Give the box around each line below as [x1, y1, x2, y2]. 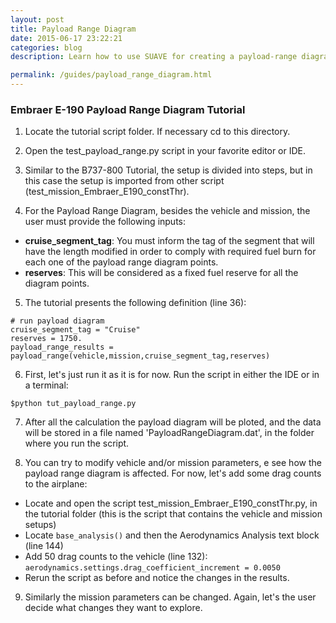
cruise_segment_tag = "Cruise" [10, 325, 141, 335]
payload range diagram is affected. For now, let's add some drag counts [24, 467, 322, 480]
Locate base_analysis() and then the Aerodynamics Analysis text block [24, 529, 320, 541]
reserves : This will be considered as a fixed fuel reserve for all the [24, 267, 299, 279]
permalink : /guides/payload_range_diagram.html [10, 70, 213, 80]
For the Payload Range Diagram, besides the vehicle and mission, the [24, 205, 311, 217]
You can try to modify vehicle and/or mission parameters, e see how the [24, 457, 322, 469]
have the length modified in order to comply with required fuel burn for [24, 246, 317, 258]
